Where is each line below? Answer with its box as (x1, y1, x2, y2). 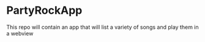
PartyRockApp (6, 4, 83, 17)
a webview (6, 29, 34, 37)
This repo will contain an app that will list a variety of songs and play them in (6, 23, 199, 31)
